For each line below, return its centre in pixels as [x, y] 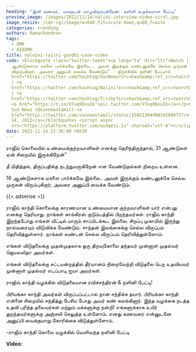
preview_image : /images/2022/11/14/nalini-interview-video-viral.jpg [92, 17]
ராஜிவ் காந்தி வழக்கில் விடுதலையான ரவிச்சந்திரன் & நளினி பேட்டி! [79, 282]
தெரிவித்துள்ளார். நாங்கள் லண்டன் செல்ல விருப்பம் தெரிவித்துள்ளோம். [85, 234]
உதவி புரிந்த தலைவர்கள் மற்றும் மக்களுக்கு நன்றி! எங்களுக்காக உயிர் [82, 307]
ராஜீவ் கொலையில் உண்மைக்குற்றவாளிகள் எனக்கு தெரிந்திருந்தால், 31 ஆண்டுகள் [97, 148]
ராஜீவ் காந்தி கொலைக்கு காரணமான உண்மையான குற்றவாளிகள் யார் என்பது [92, 207]
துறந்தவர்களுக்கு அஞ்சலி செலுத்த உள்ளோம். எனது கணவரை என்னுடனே [89, 313]
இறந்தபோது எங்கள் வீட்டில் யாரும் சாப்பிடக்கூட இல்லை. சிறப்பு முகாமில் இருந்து [93, 221]
